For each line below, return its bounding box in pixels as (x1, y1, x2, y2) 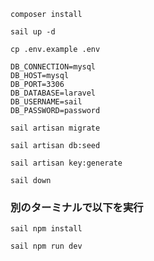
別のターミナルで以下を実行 (10, 200, 144, 214)
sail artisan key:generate (10, 158, 123, 168)
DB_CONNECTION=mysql (10, 62, 97, 72)
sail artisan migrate (10, 123, 101, 133)
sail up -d (10, 27, 56, 37)
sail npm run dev (10, 241, 83, 252)
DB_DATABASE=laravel (10, 88, 97, 98)
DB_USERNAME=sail (10, 97, 83, 107)
